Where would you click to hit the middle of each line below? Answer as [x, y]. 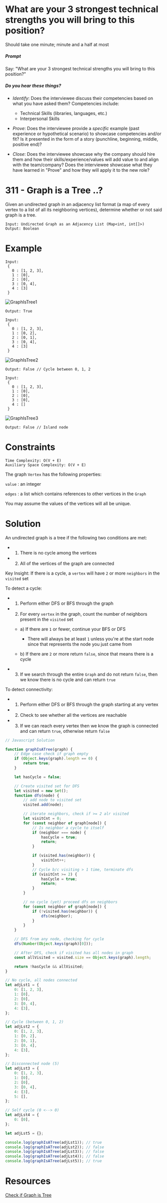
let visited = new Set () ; [41, 791]
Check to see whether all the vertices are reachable [73, 715]
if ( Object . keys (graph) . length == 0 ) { [56, 759]
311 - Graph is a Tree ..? [54, 191]
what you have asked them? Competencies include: [66, 103]
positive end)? [27, 144]
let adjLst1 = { [22, 985]
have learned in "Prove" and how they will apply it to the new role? [81, 170]
